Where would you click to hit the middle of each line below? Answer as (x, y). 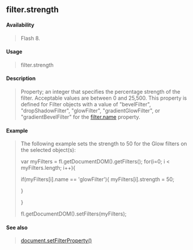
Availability (20, 25)
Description (21, 78)
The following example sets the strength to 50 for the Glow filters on (104, 144)
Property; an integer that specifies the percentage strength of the (100, 92)
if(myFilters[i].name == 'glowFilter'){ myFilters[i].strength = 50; (97, 179)
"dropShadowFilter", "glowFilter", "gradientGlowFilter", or (90, 110)
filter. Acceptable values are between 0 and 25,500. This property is (104, 98)
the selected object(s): (48, 150)
